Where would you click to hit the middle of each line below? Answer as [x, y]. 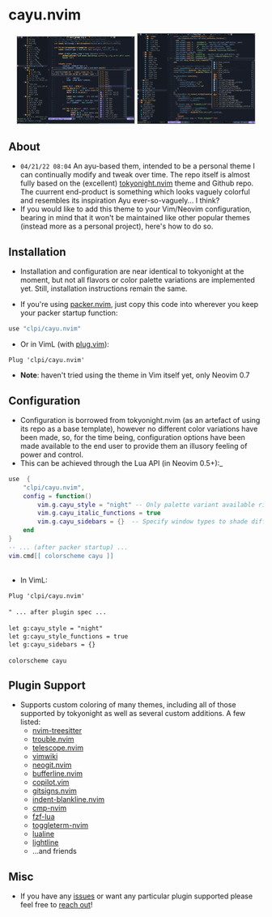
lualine [43, 834]
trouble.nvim [53, 740]
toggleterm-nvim [60, 825]
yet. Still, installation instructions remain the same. [104, 288]
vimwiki [45, 757]
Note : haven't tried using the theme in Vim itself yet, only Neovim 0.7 [135, 375]
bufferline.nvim [57, 774]
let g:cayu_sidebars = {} [52, 644]
